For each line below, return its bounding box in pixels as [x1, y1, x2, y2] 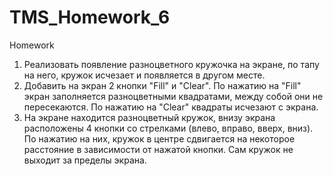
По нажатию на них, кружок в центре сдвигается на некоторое [23, 132, 296, 145]
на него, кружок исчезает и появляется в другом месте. [23, 69, 266, 81]
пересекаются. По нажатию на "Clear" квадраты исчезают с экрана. [23, 101, 319, 113]
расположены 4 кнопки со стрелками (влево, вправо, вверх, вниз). [23, 122, 314, 134]
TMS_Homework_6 [9, 6, 171, 29]
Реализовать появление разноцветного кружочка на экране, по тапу [23, 58, 320, 70]
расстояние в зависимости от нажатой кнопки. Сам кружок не [23, 143, 294, 155]
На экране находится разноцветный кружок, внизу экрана [23, 111, 276, 123]
